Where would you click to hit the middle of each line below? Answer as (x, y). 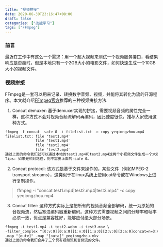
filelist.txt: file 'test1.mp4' (38, 136)
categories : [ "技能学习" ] (30, 23)
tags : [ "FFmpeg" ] (23, 28)
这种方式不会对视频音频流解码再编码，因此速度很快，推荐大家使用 (87, 116)
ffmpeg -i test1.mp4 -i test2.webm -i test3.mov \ (57, 227)
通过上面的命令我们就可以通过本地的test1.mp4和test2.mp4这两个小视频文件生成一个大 (81, 154)
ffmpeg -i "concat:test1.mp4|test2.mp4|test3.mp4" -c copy (76, 190)
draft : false (18, 18)
